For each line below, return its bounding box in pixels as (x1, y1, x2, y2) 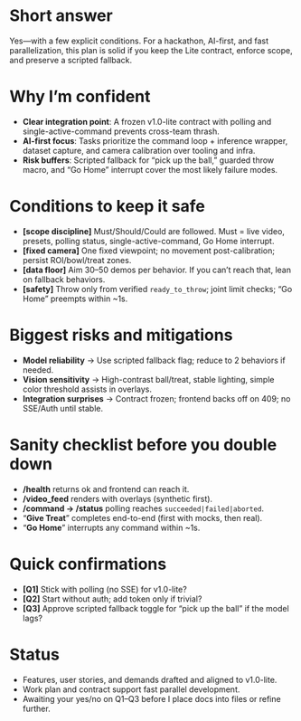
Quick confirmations (9, 554, 167, 574)
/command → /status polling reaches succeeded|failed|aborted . (22, 503, 265, 514)
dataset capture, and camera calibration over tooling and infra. (22, 145, 256, 156)
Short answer (9, 5, 113, 26)
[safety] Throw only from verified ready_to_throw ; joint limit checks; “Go (22, 283, 293, 294)
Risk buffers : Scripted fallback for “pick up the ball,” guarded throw (22, 155, 275, 166)
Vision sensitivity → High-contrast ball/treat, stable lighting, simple (22, 374, 275, 384)
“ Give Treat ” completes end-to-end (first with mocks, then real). (22, 512, 263, 523)
